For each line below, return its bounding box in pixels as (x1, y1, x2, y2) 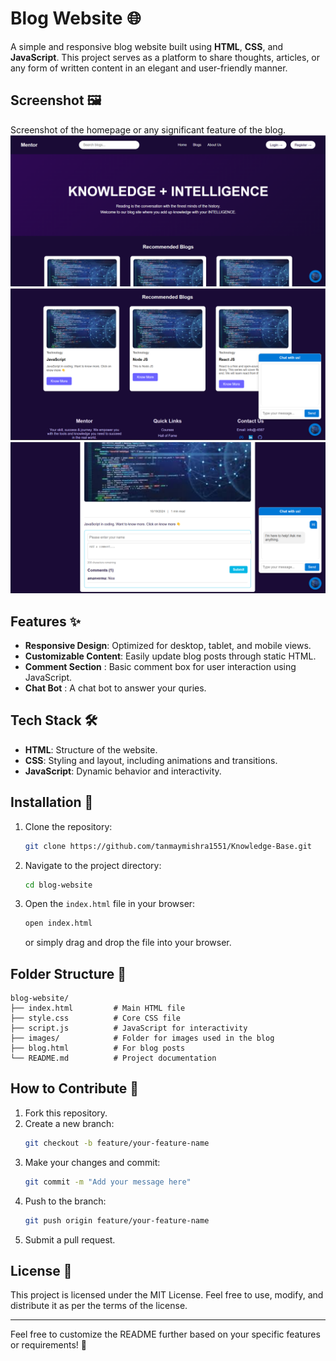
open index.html (24, 918, 93, 929)
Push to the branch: (24, 1195, 107, 1207)
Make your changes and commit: (24, 1156, 161, 1168)
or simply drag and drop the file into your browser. (24, 937, 232, 949)
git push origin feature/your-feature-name (24, 1215, 210, 1226)
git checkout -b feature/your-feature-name (24, 1138, 210, 1148)
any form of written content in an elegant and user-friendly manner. (10, 62, 288, 74)
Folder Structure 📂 (10, 965, 127, 982)
